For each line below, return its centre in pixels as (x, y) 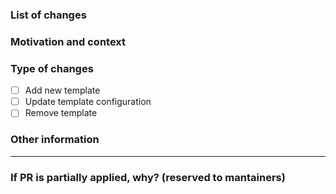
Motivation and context (68, 41)
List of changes (48, 15)
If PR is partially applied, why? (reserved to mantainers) (148, 177)
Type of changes (52, 68)
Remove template (61, 113)
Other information (55, 140)
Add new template (62, 90)
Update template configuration (88, 102)
